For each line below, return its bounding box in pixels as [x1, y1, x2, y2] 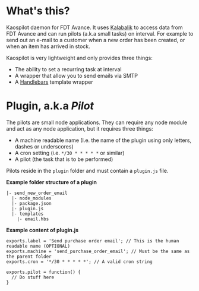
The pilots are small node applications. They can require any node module [6, 119, 188, 126]
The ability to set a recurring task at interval [14, 65, 122, 72]
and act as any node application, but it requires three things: [6, 125, 153, 132]
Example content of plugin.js [6, 226, 79, 233]
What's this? [6, 4, 70, 18]
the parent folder [6, 254, 52, 260]
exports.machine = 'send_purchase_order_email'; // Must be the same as [6, 248, 190, 254]
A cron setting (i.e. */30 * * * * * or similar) [14, 149, 125, 156]
